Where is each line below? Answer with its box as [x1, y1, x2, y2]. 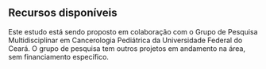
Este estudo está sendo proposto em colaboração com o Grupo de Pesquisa [8, 27, 258, 36]
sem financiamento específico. [8, 52, 110, 61]
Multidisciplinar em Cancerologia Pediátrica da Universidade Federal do [8, 35, 243, 45]
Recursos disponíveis [8, 6, 118, 20]
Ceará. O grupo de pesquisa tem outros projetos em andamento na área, [8, 43, 246, 53]
